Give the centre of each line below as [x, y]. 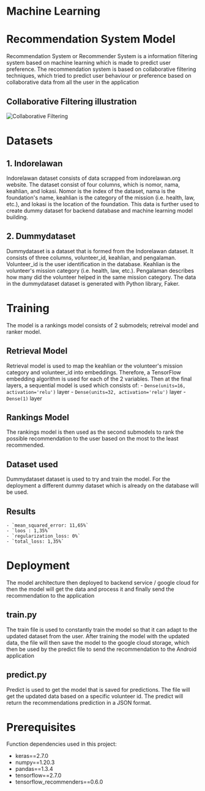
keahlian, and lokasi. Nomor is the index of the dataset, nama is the [91, 191]
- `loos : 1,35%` [28, 530]
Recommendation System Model [91, 39]
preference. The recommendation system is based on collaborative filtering [101, 69]
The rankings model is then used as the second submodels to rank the [95, 432]
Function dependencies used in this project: [62, 744]
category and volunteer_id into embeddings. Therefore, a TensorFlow [94, 372]
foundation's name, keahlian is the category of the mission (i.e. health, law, [101, 198]
